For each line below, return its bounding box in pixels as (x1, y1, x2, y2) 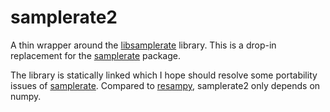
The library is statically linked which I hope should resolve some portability (10, 69, 318, 81)
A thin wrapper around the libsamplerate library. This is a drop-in (10, 39, 277, 51)
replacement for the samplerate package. (10, 49, 181, 61)
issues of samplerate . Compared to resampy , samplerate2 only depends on (10, 79, 321, 91)
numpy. (10, 90, 42, 102)
